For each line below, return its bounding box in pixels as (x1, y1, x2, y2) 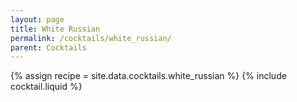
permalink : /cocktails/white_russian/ (10, 33, 172, 43)
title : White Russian (10, 24, 101, 34)
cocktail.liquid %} (10, 81, 83, 93)
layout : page (10, 14, 65, 25)
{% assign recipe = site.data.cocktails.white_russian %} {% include (10, 70, 287, 82)
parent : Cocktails (10, 42, 87, 53)
